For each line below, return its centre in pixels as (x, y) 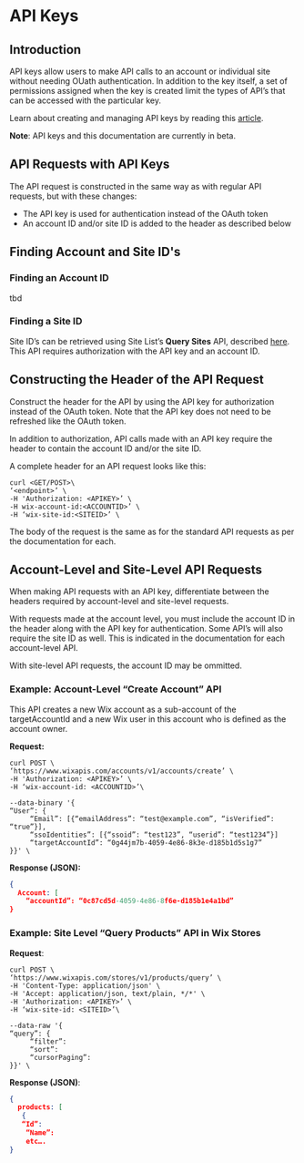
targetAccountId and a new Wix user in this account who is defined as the (148, 719)
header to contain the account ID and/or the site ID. (106, 448)
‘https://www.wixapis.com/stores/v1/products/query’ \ (116, 978)
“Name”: (40, 1133)
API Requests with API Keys (90, 165)
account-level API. (44, 648)
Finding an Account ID (59, 278)
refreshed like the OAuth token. (68, 421)
